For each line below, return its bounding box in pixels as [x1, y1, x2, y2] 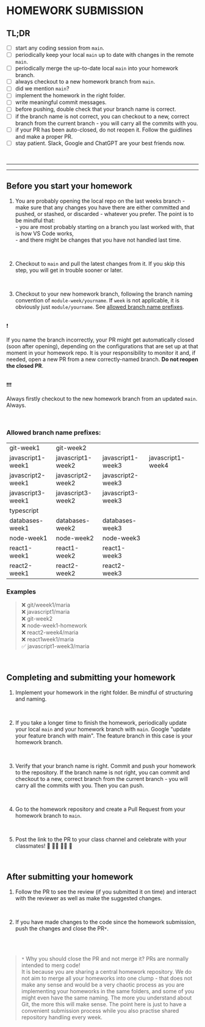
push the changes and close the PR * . [15, 925, 109, 932]
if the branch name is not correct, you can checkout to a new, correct [15, 113, 190, 120]
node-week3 [103, 534, 141, 542]
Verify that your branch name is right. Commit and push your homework [15, 762, 196, 769]
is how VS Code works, [15, 230, 74, 237]
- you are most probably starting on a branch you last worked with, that [15, 223, 195, 230]
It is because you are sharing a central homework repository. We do [21, 968, 192, 975]
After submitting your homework [6, 872, 134, 882]
